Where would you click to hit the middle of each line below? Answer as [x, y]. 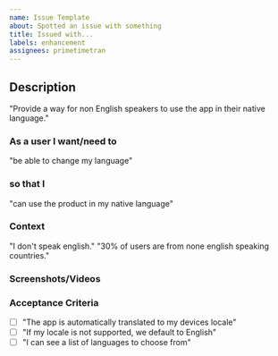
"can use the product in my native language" [92, 203]
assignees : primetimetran [57, 51]
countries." [29, 255]
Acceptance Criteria [54, 302]
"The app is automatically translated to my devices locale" [129, 322]
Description [42, 87]
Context [27, 226]
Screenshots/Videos [55, 278]
